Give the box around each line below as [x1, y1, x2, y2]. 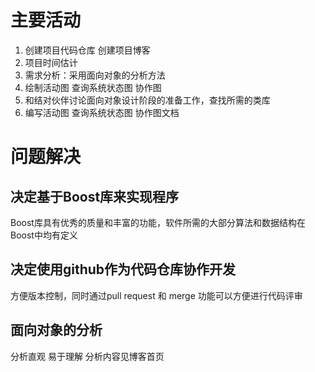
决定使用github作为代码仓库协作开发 [10, 261, 237, 278]
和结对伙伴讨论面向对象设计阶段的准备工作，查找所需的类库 [24, 94, 271, 106]
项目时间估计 [24, 56, 78, 68]
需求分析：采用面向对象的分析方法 [24, 69, 166, 81]
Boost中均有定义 [10, 229, 78, 241]
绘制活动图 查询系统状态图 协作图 [24, 81, 162, 93]
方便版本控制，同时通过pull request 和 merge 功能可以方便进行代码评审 [10, 289, 303, 301]
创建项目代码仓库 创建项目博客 [24, 44, 151, 56]
